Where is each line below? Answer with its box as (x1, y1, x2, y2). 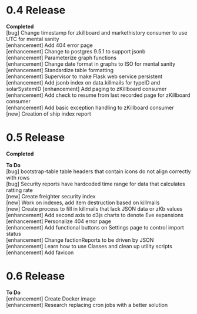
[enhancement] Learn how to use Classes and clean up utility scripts (6, 242, 172, 249)
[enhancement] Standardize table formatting (6, 66, 113, 73)
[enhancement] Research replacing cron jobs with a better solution (6, 301, 168, 308)
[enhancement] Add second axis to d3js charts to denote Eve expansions (6, 211, 184, 218)
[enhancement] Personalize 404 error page (6, 218, 112, 225)
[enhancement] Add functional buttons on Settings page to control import (6, 224, 184, 231)
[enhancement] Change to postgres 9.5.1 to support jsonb (6, 48, 146, 55)
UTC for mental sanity (6, 35, 59, 42)
